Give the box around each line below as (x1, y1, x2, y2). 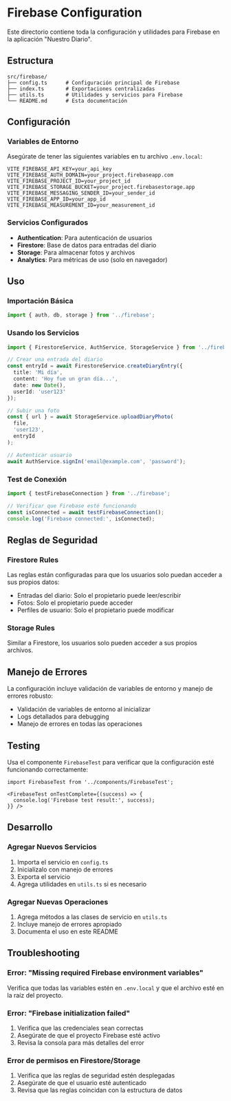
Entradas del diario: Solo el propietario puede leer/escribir (16, 592, 181, 600)
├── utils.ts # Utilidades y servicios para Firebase (7, 91, 184, 98)
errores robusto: (7, 691, 54, 700)
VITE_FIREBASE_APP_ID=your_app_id (7, 196, 107, 203)
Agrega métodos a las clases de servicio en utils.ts (16, 912, 168, 921)
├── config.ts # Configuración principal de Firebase (7, 79, 180, 86)
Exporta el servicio (16, 872, 71, 880)
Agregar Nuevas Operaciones (7, 897, 109, 907)
